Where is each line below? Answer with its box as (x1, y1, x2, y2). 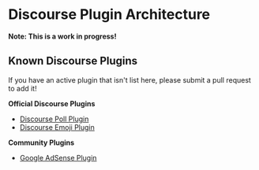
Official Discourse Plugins (8, 98, 96, 108)
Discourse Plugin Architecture (8, 6, 211, 24)
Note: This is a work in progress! (8, 31, 117, 41)
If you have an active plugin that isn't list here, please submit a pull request (8, 75, 251, 84)
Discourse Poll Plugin (19, 114, 89, 124)
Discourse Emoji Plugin (19, 122, 95, 131)
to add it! (8, 83, 37, 93)
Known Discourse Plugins (8, 54, 138, 68)
